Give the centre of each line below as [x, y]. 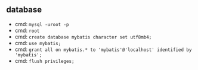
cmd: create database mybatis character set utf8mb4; [83, 36]
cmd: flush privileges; [44, 61]
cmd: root [27, 30]
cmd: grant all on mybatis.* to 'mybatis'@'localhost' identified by [103, 49]
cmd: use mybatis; [38, 43]
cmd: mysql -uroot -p [42, 24]
